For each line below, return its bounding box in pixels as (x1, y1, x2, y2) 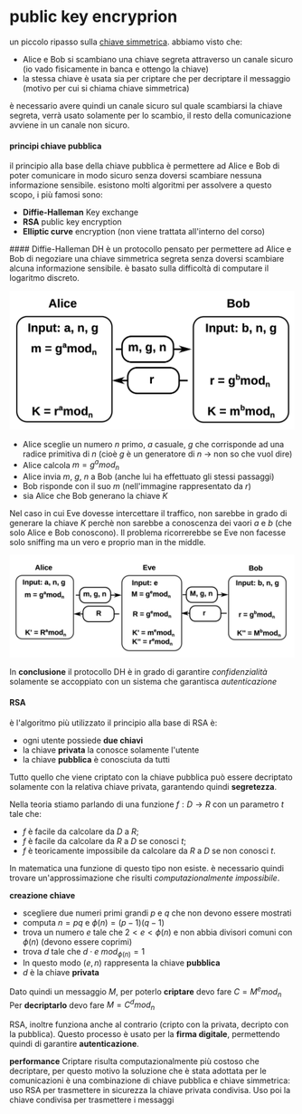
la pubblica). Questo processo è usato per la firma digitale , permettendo (9, 1029, 280, 1040)
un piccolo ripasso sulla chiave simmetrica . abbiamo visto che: (9, 36, 242, 47)
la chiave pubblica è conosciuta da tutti (22, 754, 170, 764)
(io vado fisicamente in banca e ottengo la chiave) (22, 63, 210, 74)
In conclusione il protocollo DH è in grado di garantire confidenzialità (9, 667, 269, 677)
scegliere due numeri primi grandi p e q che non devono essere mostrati (22, 908, 292, 918)
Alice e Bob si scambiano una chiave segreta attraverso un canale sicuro (22, 53, 294, 64)
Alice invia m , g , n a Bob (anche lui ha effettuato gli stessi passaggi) (22, 471, 275, 482)
